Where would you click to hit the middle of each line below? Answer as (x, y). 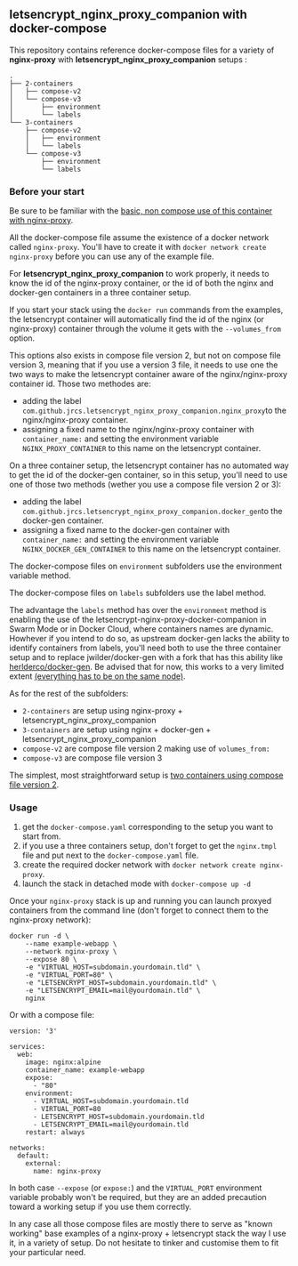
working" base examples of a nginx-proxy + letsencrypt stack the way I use (148, 1234)
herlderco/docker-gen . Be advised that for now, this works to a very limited (147, 667)
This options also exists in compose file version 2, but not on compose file (145, 356)
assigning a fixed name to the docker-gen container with (125, 530)
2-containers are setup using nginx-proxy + (103, 711)
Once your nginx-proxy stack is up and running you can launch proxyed (141, 901)
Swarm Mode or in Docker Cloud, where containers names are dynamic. (141, 629)
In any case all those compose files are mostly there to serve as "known (141, 1224)
